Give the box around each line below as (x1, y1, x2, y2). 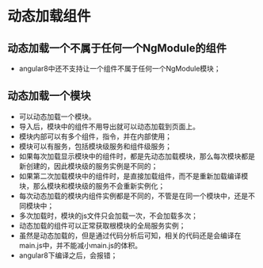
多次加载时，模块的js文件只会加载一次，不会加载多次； (18, 211, 199, 220)
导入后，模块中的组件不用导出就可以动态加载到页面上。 (18, 121, 200, 131)
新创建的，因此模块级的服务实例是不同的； (18, 161, 158, 170)
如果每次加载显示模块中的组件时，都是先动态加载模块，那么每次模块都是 (18, 151, 255, 161)
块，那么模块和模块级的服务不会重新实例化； (18, 181, 166, 190)
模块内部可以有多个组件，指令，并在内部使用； (18, 132, 172, 141)
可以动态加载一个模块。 (18, 112, 96, 121)
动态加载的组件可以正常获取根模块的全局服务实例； (18, 220, 186, 230)
